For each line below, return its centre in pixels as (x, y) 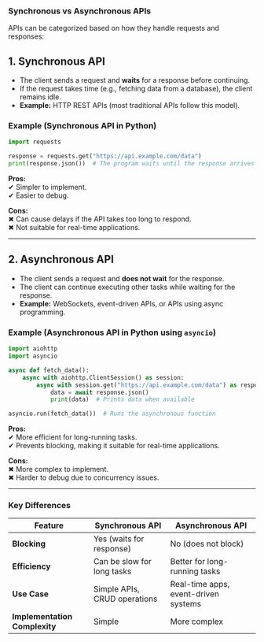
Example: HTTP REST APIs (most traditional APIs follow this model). (130, 106)
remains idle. (40, 97)
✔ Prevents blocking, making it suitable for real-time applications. (114, 446)
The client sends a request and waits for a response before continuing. (134, 80)
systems (186, 604)
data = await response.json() (99, 392)
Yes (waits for (119, 539)
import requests (35, 142)
